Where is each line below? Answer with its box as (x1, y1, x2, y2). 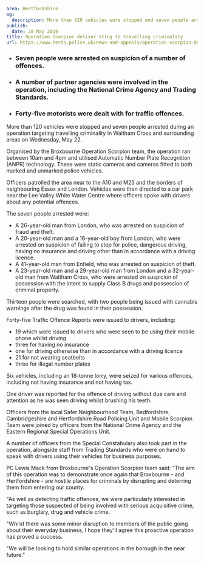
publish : (6, 22, 29, 29)
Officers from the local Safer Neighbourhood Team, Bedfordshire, (6, 409, 171, 416)
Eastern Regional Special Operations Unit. (6, 428, 111, 435)
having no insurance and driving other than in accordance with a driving (15, 248, 195, 255)
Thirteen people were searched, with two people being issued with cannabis (6, 298, 198, 305)
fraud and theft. (15, 228, 55, 236)
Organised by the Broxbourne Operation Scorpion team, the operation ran (6, 148, 191, 155)
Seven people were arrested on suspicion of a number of (15, 54, 186, 63)
